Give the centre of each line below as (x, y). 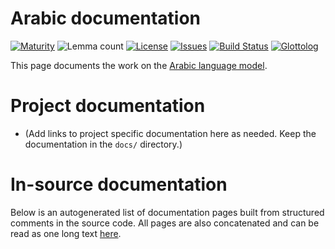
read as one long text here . (66, 233)
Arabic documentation (106, 18)
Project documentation (108, 106)
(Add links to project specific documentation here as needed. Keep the (170, 133)
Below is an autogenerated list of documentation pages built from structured (167, 212)
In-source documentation (119, 184)
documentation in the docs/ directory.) (103, 144)
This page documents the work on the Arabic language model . (139, 65)
